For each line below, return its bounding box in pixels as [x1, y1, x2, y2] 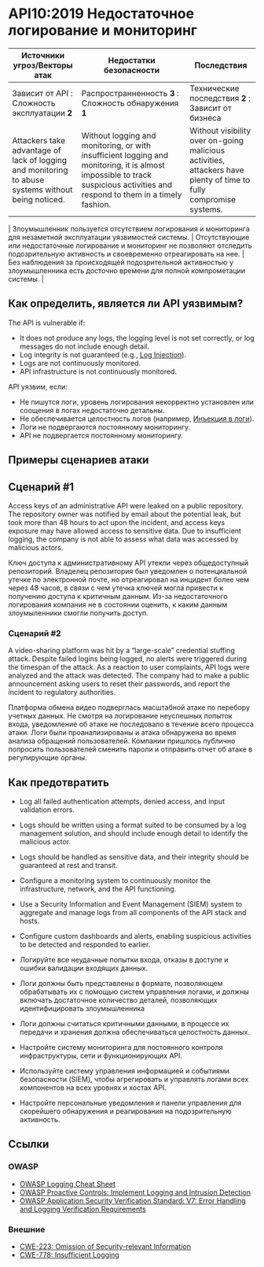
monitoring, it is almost [81, 159, 165, 170]
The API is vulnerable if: [8, 318, 86, 327]
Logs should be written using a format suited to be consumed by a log [19, 820, 247, 830]
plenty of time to [189, 174, 251, 185]
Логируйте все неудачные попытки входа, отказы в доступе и [19, 955, 229, 965]
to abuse [12, 174, 45, 185]
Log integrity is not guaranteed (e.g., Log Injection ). [19, 349, 187, 359]
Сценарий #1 [8, 480, 75, 493]
